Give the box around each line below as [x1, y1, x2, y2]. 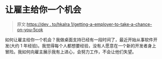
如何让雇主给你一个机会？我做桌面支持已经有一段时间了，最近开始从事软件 [5, 37, 153, 43]
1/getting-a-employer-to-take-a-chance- [71, 21, 152, 27]
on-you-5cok [16, 27, 44, 32]
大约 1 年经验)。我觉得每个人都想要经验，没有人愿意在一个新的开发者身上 [11, 43, 156, 48]
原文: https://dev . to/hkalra [16, 21, 70, 27]
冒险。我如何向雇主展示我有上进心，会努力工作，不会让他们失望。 [5, 49, 136, 55]
